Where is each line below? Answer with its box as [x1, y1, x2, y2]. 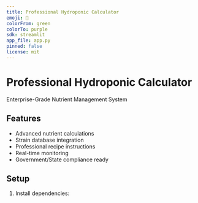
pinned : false [6, 44, 43, 50]
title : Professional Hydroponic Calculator [6, 9, 120, 15]
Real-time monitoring [15, 149, 69, 156]
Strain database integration [15, 136, 84, 144]
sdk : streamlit [6, 32, 45, 38]
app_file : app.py [6, 37, 51, 44]
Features [6, 113, 41, 124]
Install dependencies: [15, 190, 70, 197]
